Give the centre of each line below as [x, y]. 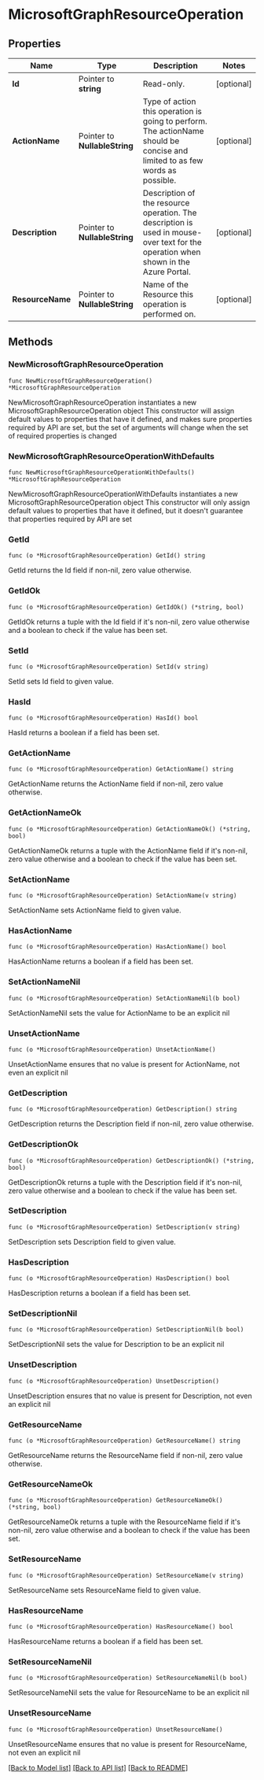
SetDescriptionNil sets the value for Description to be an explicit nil [116, 1345]
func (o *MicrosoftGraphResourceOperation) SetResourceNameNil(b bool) [128, 1678]
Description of [169, 193]
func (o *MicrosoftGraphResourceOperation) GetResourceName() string [125, 1441]
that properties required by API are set [70, 519]
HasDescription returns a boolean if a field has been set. [99, 1293]
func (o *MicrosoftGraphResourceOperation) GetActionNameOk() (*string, [130, 829]
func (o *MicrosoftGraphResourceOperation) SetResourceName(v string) [126, 1575]
